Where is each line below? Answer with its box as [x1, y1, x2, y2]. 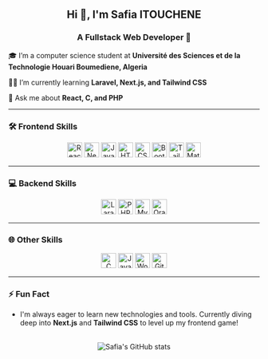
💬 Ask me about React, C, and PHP [8, 93, 124, 102]
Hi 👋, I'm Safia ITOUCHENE [66, 8, 202, 22]
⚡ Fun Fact [8, 288, 50, 299]
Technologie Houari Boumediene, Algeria [8, 61, 148, 72]
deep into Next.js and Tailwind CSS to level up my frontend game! [19, 318, 238, 327]
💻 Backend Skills [8, 177, 77, 188]
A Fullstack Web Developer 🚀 [77, 32, 191, 43]
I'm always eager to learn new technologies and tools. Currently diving [19, 309, 253, 319]
